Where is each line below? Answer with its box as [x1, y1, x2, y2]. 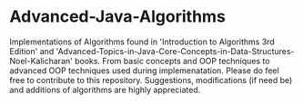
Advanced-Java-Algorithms [9, 6, 226, 27]
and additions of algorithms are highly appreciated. [9, 84, 201, 95]
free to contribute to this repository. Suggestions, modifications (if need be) [9, 74, 293, 85]
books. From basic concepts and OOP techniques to [74, 55, 270, 66]
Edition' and [9, 45, 55, 56]
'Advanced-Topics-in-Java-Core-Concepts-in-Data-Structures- [56, 45, 295, 56]
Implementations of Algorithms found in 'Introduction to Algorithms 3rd [9, 36, 275, 47]
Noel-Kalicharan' [9, 55, 73, 66]
